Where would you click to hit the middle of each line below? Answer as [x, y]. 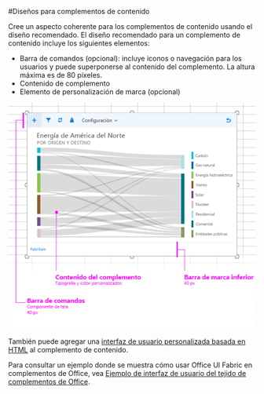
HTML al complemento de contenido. [68, 350]
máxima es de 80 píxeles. [61, 75]
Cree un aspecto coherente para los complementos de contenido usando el [130, 26]
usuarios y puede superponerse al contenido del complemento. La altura [137, 67]
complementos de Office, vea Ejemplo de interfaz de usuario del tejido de [127, 374]
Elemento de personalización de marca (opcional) [100, 92]
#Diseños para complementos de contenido [79, 11]
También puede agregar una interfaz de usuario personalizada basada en [127, 341]
